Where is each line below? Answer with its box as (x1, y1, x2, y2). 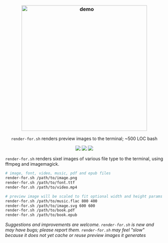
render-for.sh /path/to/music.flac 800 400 (5, 198, 98, 203)
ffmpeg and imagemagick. (5, 161, 60, 167)
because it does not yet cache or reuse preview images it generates (5, 232, 146, 238)
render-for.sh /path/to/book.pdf (5, 208, 75, 213)
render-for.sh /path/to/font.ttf (5, 180, 75, 185)
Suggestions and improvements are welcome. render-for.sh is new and (5, 221, 154, 228)
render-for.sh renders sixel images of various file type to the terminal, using (5, 156, 163, 162)
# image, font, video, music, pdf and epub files (5, 171, 111, 176)
